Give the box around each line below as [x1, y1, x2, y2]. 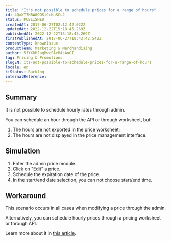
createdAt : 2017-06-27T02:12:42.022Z [5, 21, 86, 27]
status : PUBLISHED [5, 17, 44, 22]
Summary [5, 93, 37, 102]
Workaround [5, 191, 46, 200]
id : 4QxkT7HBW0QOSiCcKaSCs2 [5, 12, 65, 17]
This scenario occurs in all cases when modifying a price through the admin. [5, 205, 166, 211]
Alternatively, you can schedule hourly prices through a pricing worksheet [5, 215, 161, 221]
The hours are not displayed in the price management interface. [12, 132, 147, 138]
